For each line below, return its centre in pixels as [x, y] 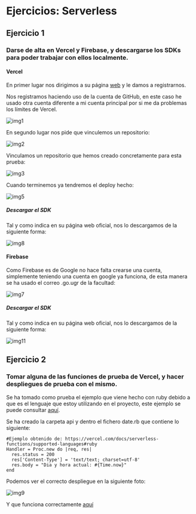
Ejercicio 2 [26, 360]
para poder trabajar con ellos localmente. [67, 57]
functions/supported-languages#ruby [52, 444]
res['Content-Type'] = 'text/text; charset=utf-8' [76, 460]
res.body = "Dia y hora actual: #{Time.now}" [69, 465]
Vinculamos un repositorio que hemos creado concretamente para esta [94, 155]
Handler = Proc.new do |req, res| [49, 449]
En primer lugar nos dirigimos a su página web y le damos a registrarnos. [96, 85]
